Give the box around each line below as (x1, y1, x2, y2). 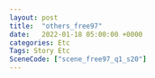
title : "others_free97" (9, 22, 103, 30)
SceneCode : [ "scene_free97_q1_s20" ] (9, 55, 147, 64)
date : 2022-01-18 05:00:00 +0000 (9, 30, 143, 39)
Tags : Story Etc (9, 47, 70, 56)
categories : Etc (9, 38, 70, 48)
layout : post (9, 13, 59, 22)
